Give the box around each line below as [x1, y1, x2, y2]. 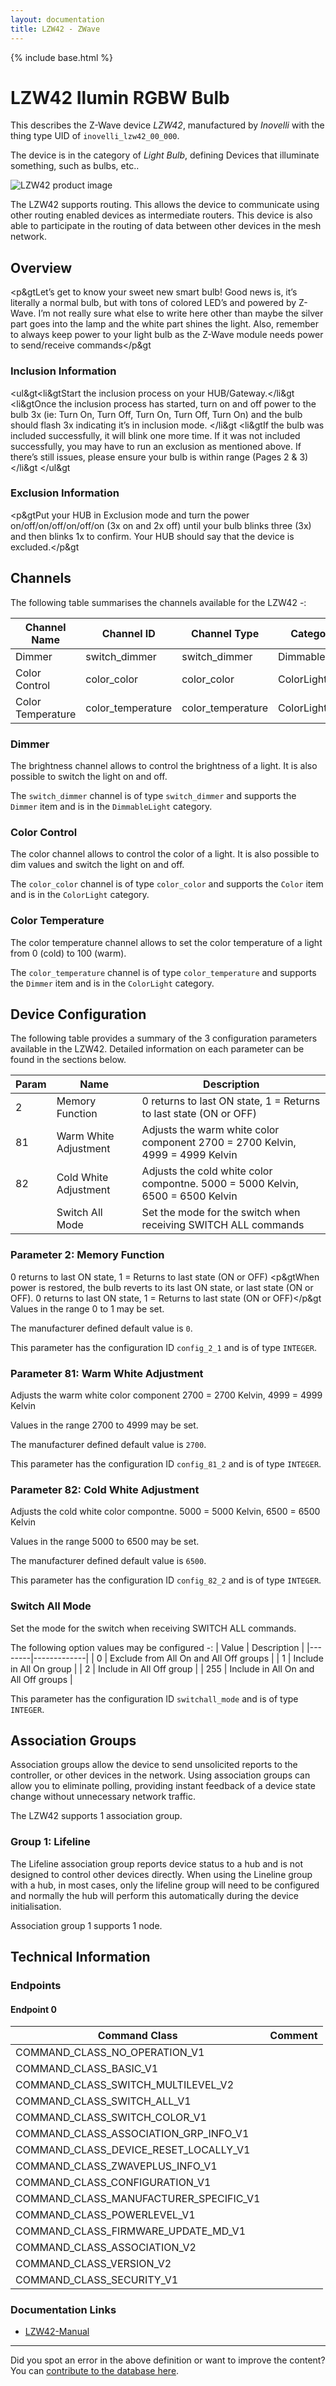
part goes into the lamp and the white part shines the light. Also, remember [10, 318, 319, 330]
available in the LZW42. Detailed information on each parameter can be [10, 1043, 305, 1055]
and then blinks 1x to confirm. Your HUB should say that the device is [10, 530, 295, 542]
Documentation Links [10, 2303, 117, 2317]
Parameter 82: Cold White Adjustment [10, 1482, 200, 1496]
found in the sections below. [10, 1054, 127, 1066]
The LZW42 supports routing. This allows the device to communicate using [10, 199, 320, 211]
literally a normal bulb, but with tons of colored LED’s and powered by [10, 297, 297, 309]
